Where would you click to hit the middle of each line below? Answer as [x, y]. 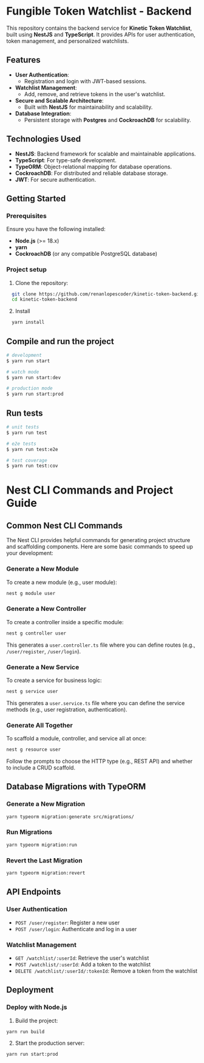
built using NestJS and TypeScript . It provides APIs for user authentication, [101, 34]
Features [23, 60]
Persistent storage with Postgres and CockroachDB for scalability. [107, 120]
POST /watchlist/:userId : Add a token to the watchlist [83, 964]
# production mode [29, 388]
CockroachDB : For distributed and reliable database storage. [91, 173]
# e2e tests [21, 444]
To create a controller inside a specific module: [65, 622]
